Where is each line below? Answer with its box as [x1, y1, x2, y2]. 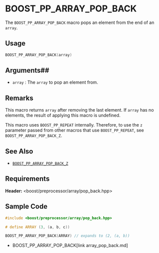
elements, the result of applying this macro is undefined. [5, 113, 121, 119]
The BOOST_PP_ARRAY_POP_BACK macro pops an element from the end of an [5, 19, 155, 25]
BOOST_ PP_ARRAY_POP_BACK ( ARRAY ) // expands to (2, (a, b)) [5, 234, 130, 239]
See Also [5, 147, 33, 155]
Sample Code [5, 202, 48, 211]
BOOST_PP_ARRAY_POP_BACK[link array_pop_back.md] [12, 243, 128, 249]
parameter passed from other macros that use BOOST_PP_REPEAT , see [5, 127, 144, 133]
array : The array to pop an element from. [12, 79, 98, 85]
